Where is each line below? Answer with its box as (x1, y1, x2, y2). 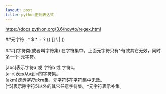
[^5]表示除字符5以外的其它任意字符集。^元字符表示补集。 (5, 83, 125, 89)
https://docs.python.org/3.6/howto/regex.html (5, 26, 101, 32)
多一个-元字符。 (5, 54, 39, 60)
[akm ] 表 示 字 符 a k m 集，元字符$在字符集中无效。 (5, 77, 105, 83)
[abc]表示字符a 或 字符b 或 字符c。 (5, 64, 78, 70)
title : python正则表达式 (5, 12, 54, 17)
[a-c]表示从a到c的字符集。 (5, 70, 61, 76)
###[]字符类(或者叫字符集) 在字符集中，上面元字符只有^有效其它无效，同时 (5, 47, 161, 53)
